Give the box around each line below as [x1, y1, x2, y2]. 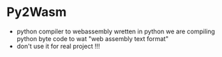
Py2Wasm [6, 4, 67, 20]
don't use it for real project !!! [16, 42, 100, 50]
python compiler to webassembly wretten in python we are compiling [16, 27, 215, 35]
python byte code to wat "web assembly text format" [16, 34, 169, 42]
